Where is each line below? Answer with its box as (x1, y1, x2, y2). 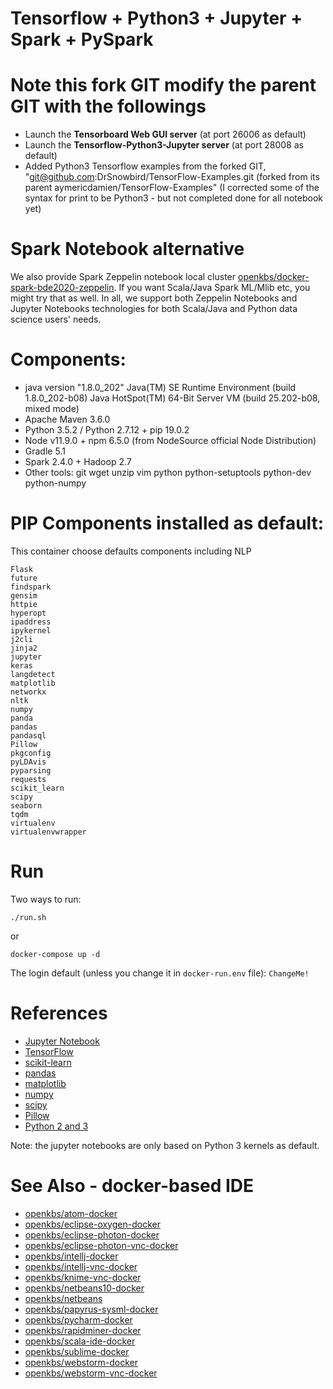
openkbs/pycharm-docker (24, 1313, 133, 1326)
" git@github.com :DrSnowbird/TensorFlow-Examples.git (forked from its (24, 171, 320, 183)
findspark (10, 582, 52, 592)
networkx (10, 687, 47, 697)
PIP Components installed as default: (10, 512, 325, 535)
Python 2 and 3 (24, 1120, 89, 1132)
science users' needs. (10, 313, 102, 326)
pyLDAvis (10, 757, 47, 767)
